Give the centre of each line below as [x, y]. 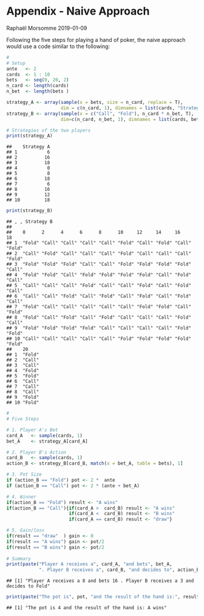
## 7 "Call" [23, 387]
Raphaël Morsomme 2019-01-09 [47, 28]
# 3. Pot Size [24, 475]
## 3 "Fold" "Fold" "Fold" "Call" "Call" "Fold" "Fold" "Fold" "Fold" [99, 265]
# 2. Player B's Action [36, 452]
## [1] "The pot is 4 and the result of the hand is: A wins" [87, 608]
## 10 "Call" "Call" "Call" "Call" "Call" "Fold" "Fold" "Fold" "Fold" [99, 339]
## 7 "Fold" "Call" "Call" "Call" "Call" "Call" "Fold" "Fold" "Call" [99, 307]
